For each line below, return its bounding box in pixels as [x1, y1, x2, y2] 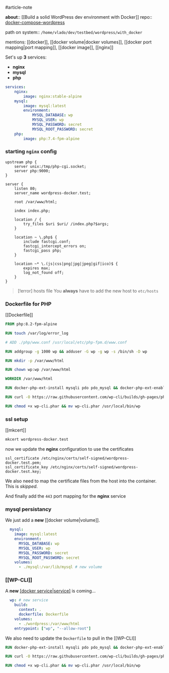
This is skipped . [5, 484, 38, 490]
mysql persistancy [5, 505, 52, 512]
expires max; [23, 265, 51, 271]
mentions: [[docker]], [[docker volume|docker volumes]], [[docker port [5, 39, 152, 45]
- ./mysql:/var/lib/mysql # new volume [18, 564, 102, 570]
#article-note [5, 5, 33, 10]
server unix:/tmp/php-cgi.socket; [14, 164, 87, 169]
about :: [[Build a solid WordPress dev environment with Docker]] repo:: [5, 14, 152, 20]
